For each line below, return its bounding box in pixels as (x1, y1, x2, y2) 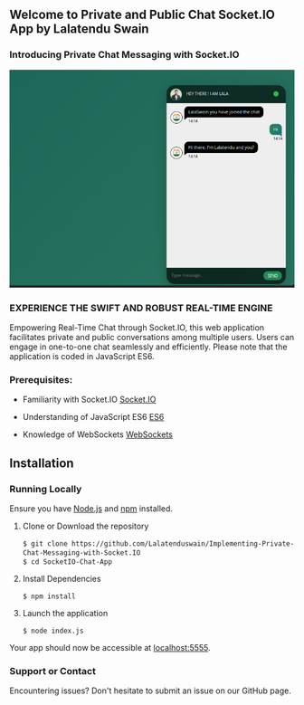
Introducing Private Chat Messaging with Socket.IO (9, 49, 240, 62)
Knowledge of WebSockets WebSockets (22, 429, 174, 440)
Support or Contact (9, 665, 97, 678)
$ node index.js (22, 626, 84, 636)
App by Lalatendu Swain (9, 22, 149, 37)
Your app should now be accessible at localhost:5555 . (9, 643, 211, 653)
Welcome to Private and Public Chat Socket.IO (9, 7, 276, 23)
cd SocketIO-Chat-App (31, 557, 113, 567)
